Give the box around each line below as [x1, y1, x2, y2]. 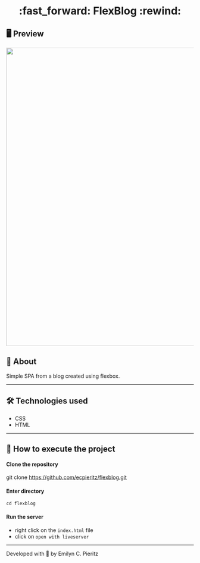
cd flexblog [6, 500, 36, 507]
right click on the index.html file [14, 526, 93, 534]
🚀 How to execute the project [6, 444, 115, 454]
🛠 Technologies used [6, 396, 88, 406]
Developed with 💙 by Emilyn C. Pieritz [6, 550, 99, 557]
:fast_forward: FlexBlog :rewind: [18, 4, 182, 18]
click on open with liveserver [14, 533, 89, 540]
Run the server [6, 514, 43, 521]
